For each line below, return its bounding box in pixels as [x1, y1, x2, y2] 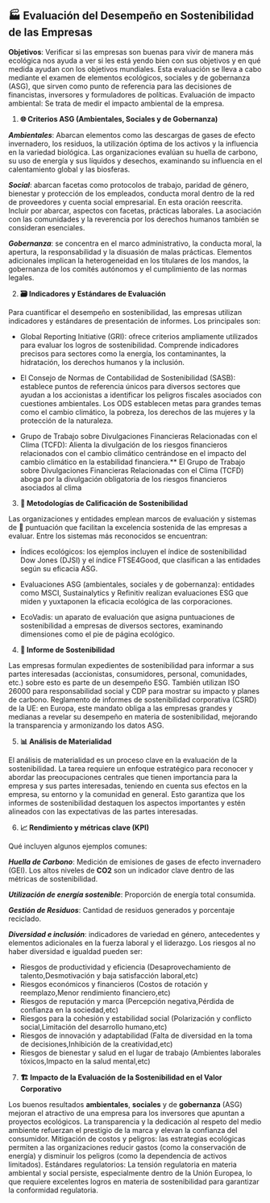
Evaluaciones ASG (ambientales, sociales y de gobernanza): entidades [19, 579, 255, 589]
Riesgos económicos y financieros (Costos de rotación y [19, 979, 208, 989]
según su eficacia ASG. [19, 563, 98, 573]
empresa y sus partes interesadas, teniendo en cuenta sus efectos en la [8, 781, 247, 790]
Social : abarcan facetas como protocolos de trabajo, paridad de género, [8, 180, 249, 189]
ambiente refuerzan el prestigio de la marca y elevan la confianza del [8, 1125, 238, 1135]
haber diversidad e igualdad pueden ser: [8, 946, 143, 956]
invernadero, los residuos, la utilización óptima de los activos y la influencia [8, 139, 259, 148]
